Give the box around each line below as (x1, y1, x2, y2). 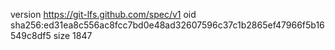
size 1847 (53, 30, 93, 41)
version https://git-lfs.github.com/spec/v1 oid (10, 9, 197, 20)
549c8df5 (10, 30, 52, 41)
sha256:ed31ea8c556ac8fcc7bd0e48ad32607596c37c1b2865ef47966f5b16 (10, 19, 325, 31)
